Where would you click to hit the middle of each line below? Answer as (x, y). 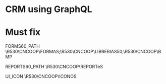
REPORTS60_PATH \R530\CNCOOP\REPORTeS (54, 67)
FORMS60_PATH (23, 46)
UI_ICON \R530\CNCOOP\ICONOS (41, 76)
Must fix (23, 32)
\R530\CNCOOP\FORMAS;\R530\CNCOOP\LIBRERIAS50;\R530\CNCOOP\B (83, 52)
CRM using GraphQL (49, 9)
